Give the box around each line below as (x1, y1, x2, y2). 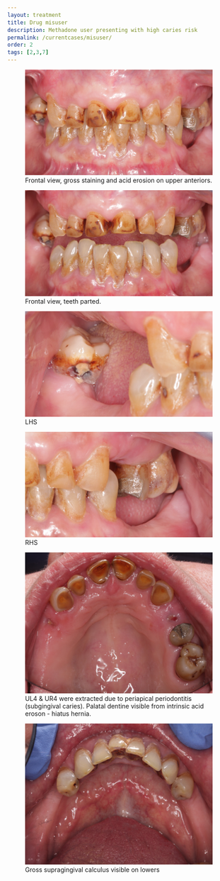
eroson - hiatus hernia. (25, 709, 92, 718)
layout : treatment (7, 11, 62, 18)
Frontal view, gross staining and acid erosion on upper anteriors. (25, 176, 212, 184)
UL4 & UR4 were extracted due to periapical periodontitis (25, 694, 192, 702)
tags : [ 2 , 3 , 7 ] (7, 49, 50, 56)
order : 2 (7, 41, 33, 49)
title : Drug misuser (7, 18, 69, 26)
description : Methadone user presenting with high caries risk (7, 26, 198, 33)
